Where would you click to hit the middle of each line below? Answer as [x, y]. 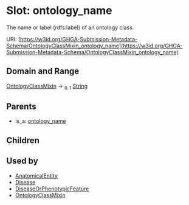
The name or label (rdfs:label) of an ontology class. [70, 27]
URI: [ [13, 39]
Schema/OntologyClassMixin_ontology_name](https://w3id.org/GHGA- [95, 46]
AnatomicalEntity [36, 175]
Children [23, 140]
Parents [21, 106]
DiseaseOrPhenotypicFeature [52, 189]
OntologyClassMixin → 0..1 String [47, 87]
